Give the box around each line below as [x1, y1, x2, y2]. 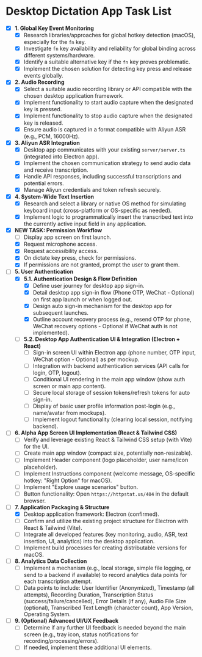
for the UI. [23, 443, 49, 450]
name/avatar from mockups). [32, 409, 106, 417]
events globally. [23, 72, 63, 79]
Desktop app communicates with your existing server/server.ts [23, 145, 186, 153]
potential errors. [23, 179, 65, 187]
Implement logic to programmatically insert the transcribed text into [23, 213, 193, 221]
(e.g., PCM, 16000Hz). [23, 133, 80, 140]
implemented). [32, 329, 70, 336]
